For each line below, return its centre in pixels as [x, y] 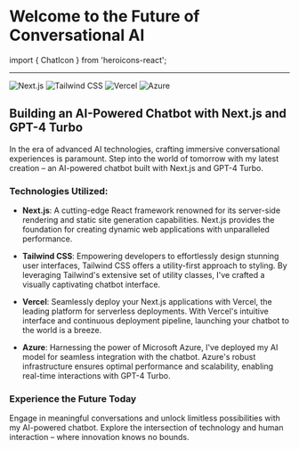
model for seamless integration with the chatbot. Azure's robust [139, 357]
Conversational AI [77, 35]
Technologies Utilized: [59, 191]
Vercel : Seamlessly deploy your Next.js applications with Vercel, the [147, 302]
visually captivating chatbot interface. [91, 285]
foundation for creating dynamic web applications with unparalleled [145, 230]
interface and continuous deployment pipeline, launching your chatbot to [155, 321]
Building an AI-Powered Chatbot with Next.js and [148, 114]
